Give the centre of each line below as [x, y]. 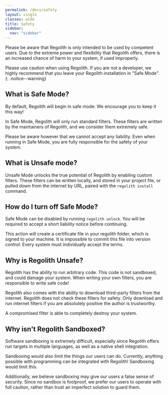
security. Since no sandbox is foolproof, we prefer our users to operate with [83, 382]
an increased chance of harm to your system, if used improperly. [72, 58]
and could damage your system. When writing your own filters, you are [78, 278]
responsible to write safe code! [37, 283]
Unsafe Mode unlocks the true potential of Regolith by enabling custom [79, 175]
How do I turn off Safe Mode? [52, 207]
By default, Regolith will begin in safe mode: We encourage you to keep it [81, 106]
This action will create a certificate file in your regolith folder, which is [77, 234]
